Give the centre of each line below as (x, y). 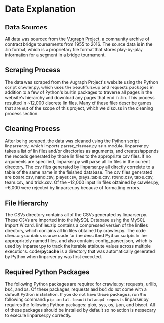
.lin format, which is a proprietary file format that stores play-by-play (74, 49)
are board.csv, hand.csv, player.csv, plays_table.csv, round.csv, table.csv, (80, 177)
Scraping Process (33, 70)
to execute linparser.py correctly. (38, 315)
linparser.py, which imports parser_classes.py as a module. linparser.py (77, 146)
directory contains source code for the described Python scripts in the (76, 236)
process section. (22, 113)
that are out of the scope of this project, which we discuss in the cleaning (79, 108)
